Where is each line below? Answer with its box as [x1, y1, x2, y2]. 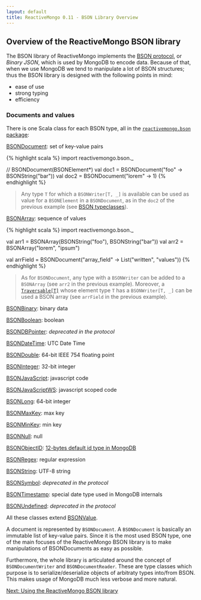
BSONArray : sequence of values [6, 214, 86, 222]
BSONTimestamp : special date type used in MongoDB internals [6, 490, 163, 498]
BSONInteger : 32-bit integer [6, 362, 76, 370]
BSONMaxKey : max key [6, 409, 65, 416]
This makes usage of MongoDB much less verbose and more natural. [6, 575, 177, 583]
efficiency [14, 96, 40, 103]
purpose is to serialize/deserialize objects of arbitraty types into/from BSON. [6, 569, 196, 576]
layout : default [6, 8, 47, 15]
